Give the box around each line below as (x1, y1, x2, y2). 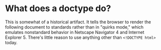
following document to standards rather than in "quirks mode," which (5, 24, 144, 30)
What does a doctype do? (5, 3, 111, 14)
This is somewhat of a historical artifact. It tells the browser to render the (5, 19, 151, 25)
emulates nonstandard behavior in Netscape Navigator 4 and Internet (5, 29, 145, 35)
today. (5, 39, 18, 45)
